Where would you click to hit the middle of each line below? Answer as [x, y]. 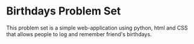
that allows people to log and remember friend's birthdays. [79, 34]
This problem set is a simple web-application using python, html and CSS [97, 28]
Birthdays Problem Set [64, 11]
